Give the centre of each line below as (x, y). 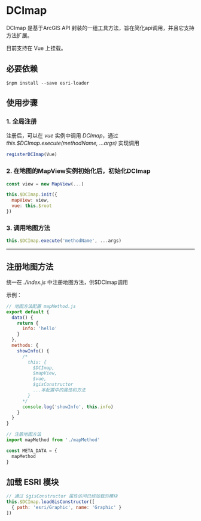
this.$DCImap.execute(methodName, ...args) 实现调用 (73, 143)
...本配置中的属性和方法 (59, 390)
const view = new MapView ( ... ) (45, 184)
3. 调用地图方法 (28, 227)
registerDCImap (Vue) (32, 155)
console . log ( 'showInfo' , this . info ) (68, 407)
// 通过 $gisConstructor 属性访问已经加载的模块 (62, 496)
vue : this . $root (32, 206)
